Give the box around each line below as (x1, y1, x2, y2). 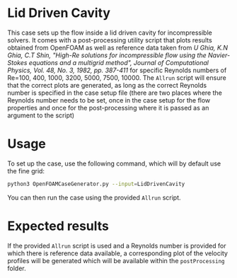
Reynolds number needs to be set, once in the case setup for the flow (7, 95, 211, 104)
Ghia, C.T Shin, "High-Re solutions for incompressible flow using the (7, 51, 207, 59)
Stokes (7, 58, 28, 66)
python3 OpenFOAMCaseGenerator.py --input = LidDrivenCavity (7, 180, 185, 187)
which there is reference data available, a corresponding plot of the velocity (7, 249, 229, 257)
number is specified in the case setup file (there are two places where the (7, 88, 223, 97)
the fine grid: (7, 166, 45, 175)
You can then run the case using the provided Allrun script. (7, 193, 181, 202)
